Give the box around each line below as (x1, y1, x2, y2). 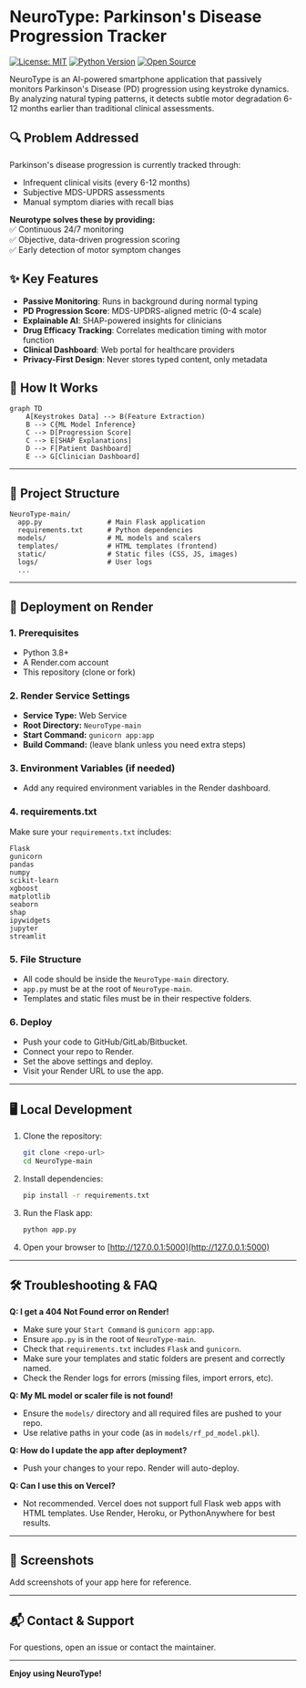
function (22, 334, 55, 345)
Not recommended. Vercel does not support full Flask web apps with (22, 1498, 281, 1509)
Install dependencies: (22, 1173, 104, 1184)
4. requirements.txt (9, 805, 97, 818)
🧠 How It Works (9, 380, 98, 395)
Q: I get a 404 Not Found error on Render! (9, 1306, 169, 1317)
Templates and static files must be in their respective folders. (22, 993, 252, 1004)
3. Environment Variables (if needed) (9, 762, 176, 775)
